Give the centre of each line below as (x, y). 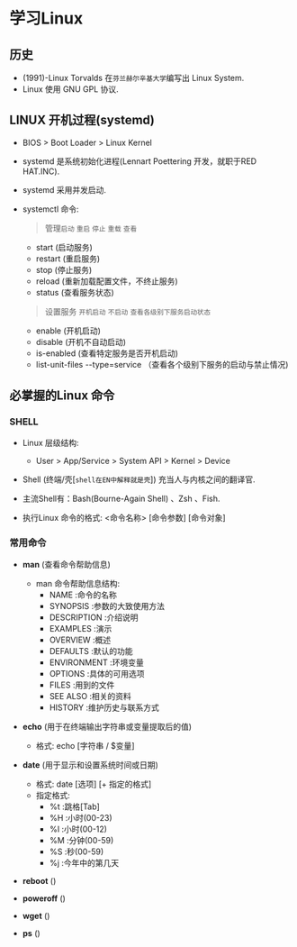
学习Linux (46, 18)
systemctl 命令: (50, 209)
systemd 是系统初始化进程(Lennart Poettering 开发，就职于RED (139, 161)
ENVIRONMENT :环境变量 (96, 662)
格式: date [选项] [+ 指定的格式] (94, 784)
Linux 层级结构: (50, 442)
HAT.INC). (41, 171)
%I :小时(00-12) (78, 829)
